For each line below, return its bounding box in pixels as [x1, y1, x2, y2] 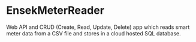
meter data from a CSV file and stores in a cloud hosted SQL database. [6, 29, 181, 37]
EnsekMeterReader [6, 4, 105, 17]
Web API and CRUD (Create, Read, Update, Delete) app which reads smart [6, 23, 190, 31]
